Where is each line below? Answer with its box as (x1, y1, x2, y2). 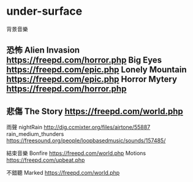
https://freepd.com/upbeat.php (6, 156, 85, 164)
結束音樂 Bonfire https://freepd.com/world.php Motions (6, 150, 146, 157)
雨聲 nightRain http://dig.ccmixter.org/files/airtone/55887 (6, 124, 151, 131)
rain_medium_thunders (6, 131, 64, 138)
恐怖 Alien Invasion (6, 45, 80, 56)
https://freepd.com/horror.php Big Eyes (6, 55, 162, 66)
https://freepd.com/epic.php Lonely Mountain (6, 64, 187, 75)
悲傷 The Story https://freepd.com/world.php (6, 106, 183, 116)
